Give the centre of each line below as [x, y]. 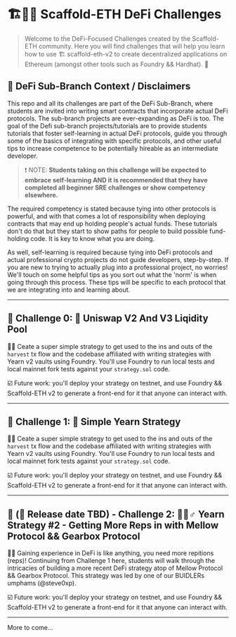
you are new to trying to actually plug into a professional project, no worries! [118, 267]
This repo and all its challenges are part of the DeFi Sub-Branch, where [110, 103]
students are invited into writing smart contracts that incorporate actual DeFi [118, 111]
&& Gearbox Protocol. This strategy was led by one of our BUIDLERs [106, 576]
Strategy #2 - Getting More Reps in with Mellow [113, 525]
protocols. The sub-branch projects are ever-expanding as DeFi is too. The [116, 118]
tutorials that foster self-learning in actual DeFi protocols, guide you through [117, 133]
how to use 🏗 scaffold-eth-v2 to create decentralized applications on [126, 54]
